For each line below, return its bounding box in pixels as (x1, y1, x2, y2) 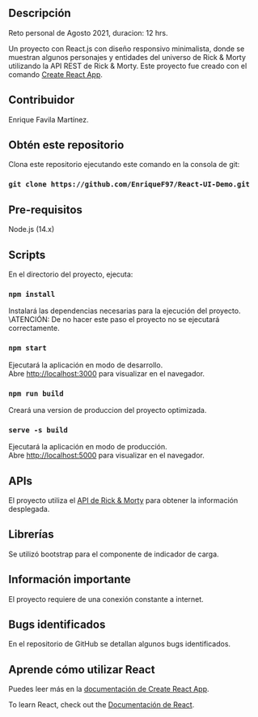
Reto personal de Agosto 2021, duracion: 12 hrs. (8, 28, 168, 37)
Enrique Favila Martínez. (8, 114, 89, 124)
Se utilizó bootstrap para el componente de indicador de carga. (8, 549, 220, 559)
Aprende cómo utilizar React (8, 663, 155, 676)
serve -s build (8, 425, 69, 435)
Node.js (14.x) (8, 225, 55, 234)
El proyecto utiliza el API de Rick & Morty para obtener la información (8, 495, 239, 505)
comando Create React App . (8, 69, 104, 79)
